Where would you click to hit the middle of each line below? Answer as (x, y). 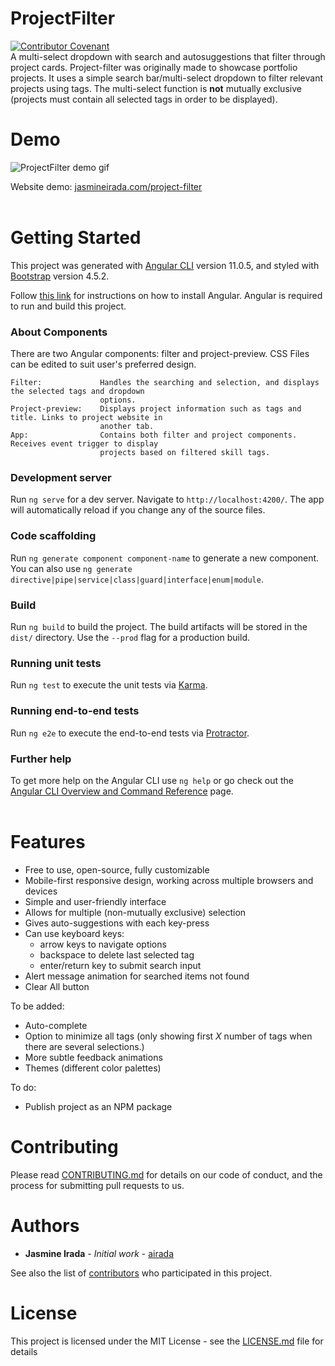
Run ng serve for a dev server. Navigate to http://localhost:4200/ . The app (167, 499)
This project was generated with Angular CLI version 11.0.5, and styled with (165, 265)
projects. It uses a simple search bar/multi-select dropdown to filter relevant (166, 78)
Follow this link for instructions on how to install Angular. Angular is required (166, 295)
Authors (45, 1225)
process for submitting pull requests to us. (97, 1185)
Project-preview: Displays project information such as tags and (156, 409)
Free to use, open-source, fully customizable (117, 869)
